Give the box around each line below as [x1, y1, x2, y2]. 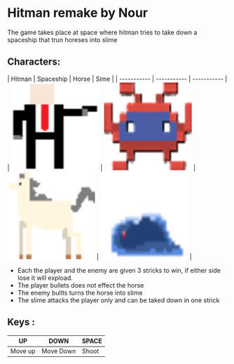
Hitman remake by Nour [7, 5, 149, 21]
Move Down [41, 347, 76, 356]
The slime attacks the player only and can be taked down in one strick [17, 296, 220, 304]
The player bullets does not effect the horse [17, 281, 144, 289]
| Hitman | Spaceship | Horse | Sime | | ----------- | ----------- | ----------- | [7, 74, 228, 83]
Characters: [7, 56, 61, 68]
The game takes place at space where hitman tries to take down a [7, 28, 198, 36]
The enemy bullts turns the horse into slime [17, 288, 143, 297]
